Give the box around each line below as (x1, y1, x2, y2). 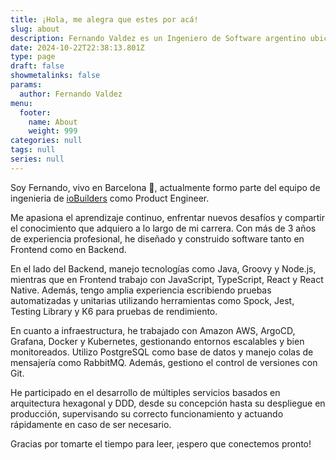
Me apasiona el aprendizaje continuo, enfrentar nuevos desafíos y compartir (10, 211, 326, 223)
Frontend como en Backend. (10, 243, 127, 255)
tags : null (10, 145, 56, 155)
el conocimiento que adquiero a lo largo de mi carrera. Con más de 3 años (10, 222, 317, 234)
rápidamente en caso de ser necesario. (10, 418, 172, 430)
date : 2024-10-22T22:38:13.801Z (10, 42, 145, 53)
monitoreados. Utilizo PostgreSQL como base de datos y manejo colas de (10, 346, 314, 358)
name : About (28, 117, 78, 127)
